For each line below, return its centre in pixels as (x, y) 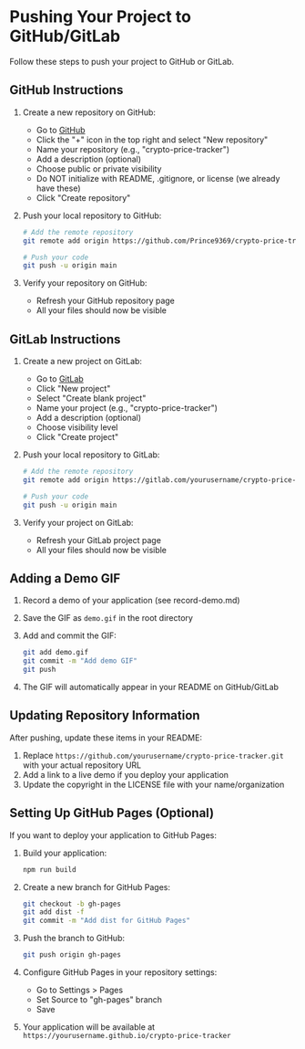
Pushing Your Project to (100, 17)
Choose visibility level (77, 427)
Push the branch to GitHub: (74, 939)
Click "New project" (73, 389)
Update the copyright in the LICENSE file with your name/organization (153, 784)
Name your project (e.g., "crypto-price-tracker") (127, 408)
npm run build (49, 869)
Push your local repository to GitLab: (91, 455)
